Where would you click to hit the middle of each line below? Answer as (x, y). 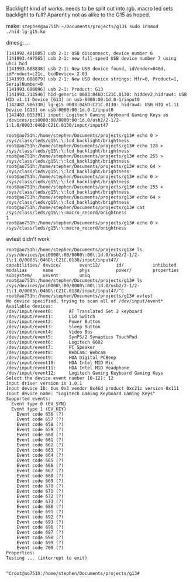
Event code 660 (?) (40, 435)
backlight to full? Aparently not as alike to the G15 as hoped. (78, 15)
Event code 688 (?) (40, 507)
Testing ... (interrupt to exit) (47, 558)
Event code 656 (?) (40, 414)
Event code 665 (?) (40, 460)
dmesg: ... (18, 43)
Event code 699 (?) (40, 543)
